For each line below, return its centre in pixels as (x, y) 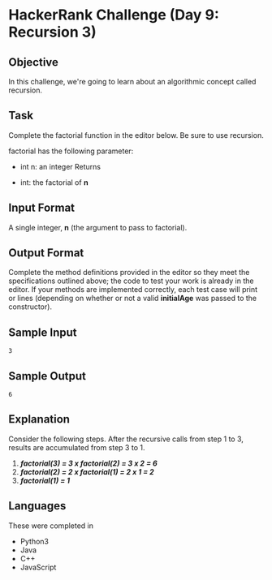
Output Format (46, 253)
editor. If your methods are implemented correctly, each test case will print (133, 290)
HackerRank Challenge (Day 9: (114, 15)
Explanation (39, 419)
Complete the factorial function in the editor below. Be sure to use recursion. (136, 135)
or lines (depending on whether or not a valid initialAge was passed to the (133, 299)
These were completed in (51, 526)
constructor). (30, 307)
